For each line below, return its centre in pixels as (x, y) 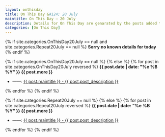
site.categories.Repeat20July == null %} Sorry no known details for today (81, 47)
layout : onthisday (24, 10)
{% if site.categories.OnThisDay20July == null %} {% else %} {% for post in (82, 62)
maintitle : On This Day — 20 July (41, 19)
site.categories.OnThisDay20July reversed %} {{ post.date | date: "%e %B (82, 67)
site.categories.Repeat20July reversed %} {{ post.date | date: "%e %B (78, 106)
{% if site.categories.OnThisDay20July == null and (56, 42)
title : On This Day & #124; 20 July (41, 14)
